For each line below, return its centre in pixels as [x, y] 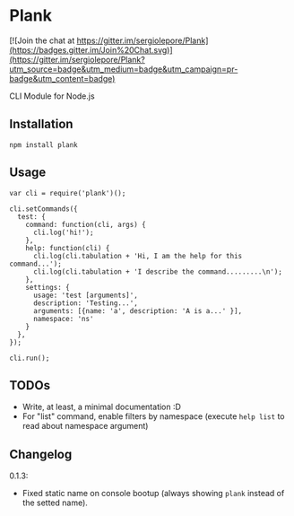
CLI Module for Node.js [52, 96]
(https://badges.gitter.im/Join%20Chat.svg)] [91, 49]
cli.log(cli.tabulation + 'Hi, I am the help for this [138, 256]
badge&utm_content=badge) [62, 78]
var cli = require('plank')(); [68, 193]
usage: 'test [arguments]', [86, 295]
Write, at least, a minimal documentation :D [102, 407]
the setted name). [55, 503]
